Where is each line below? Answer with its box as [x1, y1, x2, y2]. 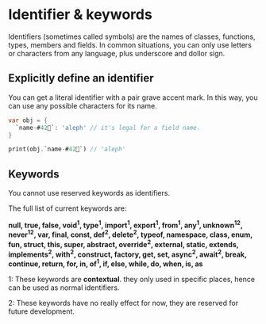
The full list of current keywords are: [8, 204, 127, 213]
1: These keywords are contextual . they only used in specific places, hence [8, 275, 256, 284]
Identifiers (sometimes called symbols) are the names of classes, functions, [8, 32, 256, 41]
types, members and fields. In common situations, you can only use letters [8, 40, 253, 49]
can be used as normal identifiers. [8, 283, 120, 292]
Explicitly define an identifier [8, 71, 154, 85]
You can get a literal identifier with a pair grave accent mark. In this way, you [8, 93, 258, 102]
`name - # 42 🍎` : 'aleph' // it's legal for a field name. [15, 124, 201, 132]
